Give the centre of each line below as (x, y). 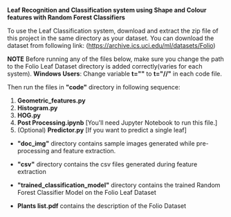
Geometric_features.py (51, 101)
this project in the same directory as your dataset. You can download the (111, 38)
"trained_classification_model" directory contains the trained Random (119, 185)
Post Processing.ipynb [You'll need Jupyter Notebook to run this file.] (117, 123)
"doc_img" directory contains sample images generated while (106, 144)
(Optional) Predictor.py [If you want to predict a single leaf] (102, 130)
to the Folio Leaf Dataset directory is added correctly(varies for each (105, 66)
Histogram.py (37, 108)
